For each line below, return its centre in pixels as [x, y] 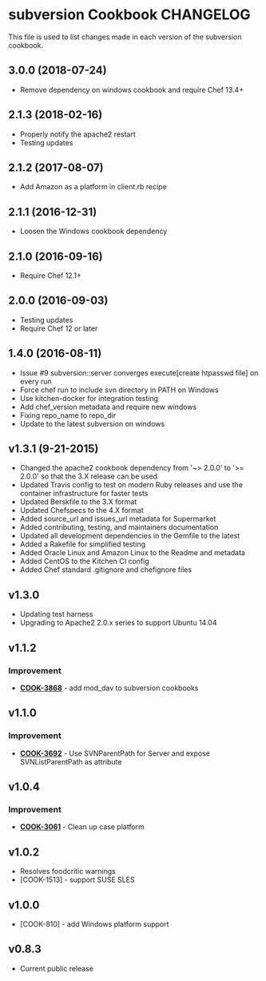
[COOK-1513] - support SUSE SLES [77, 880]
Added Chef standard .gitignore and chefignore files [106, 570]
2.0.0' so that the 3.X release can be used [89, 476]
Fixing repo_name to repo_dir [68, 415]
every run [36, 381]
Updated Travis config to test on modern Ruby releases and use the [131, 485]
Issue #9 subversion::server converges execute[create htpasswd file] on [139, 372]
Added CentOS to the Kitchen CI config [84, 562]
